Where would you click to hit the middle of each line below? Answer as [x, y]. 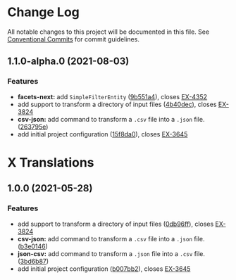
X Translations [51, 162]
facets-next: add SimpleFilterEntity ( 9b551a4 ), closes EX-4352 [112, 96]
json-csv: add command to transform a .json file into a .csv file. [111, 253]
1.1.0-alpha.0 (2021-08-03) [68, 62]
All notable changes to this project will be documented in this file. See [108, 32]
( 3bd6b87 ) [33, 261]
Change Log [43, 12]
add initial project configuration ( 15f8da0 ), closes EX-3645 [103, 134]
